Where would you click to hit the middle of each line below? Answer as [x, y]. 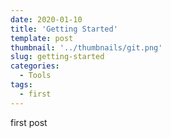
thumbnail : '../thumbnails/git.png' [86, 47]
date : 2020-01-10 [46, 19]
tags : [21, 85]
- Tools [35, 76]
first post [29, 122]
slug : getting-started [57, 57]
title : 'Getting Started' [64, 29]
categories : [35, 66]
